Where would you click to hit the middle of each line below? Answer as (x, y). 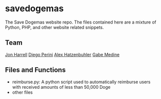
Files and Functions (35, 70)
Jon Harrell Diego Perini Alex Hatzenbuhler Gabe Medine (62, 54)
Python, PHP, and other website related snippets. (55, 27)
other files (22, 92)
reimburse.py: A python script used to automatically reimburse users (81, 82)
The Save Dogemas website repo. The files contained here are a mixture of (81, 22)
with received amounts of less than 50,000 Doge (61, 87)
